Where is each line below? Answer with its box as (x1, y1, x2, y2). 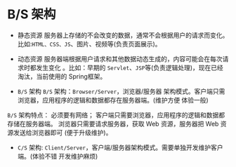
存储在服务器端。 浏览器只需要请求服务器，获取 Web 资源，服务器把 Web (7, 119, 219, 128)
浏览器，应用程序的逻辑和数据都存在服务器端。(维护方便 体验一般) (17, 95, 209, 104)
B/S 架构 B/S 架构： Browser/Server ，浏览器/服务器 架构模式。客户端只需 (17, 87, 225, 95)
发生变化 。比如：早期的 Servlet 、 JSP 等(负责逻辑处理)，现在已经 (36, 63, 223, 72)
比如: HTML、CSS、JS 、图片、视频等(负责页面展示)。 (17, 39, 162, 48)
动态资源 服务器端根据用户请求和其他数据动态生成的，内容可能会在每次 (17, 54, 223, 63)
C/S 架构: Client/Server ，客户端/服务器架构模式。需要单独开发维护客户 (17, 143, 223, 152)
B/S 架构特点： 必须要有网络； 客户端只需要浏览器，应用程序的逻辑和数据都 (7, 110, 225, 119)
